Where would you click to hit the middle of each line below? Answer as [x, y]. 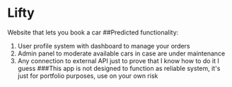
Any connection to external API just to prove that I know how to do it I [118, 60]
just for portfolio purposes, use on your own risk [88, 76]
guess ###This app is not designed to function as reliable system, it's [119, 68]
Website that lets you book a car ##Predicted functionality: [93, 32]
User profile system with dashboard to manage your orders [104, 46]
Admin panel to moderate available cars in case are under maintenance [121, 53]
